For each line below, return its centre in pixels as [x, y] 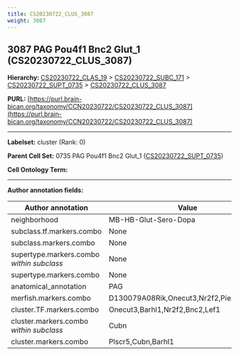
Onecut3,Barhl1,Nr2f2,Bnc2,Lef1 [164, 310]
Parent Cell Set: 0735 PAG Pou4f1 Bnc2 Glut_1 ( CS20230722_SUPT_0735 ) [116, 156]
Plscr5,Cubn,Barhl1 [141, 342]
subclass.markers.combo [53, 243]
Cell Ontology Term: [38, 170]
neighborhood [35, 220]
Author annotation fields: [46, 190]
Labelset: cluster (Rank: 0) [47, 142]
